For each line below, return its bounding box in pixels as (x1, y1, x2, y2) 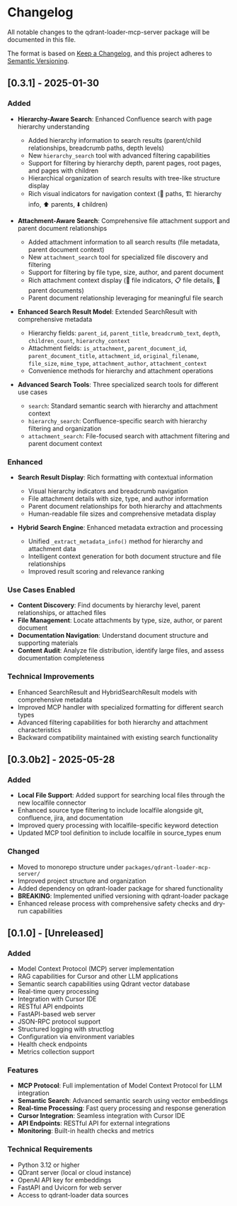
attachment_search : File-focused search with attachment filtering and (28, 431, 230, 440)
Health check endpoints (17, 1040, 88, 1048)
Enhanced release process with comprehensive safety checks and (17, 899, 212, 908)
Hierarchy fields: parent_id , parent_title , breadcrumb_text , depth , (28, 328, 221, 337)
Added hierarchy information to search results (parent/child (28, 136, 202, 144)
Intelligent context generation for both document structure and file (28, 552, 221, 560)
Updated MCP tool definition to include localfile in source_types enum (17, 829, 221, 837)
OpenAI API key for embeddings (17, 1175, 112, 1184)
